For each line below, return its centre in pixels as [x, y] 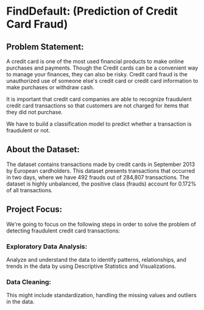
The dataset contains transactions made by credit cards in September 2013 [101, 164]
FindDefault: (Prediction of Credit [92, 11]
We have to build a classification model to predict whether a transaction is [99, 124]
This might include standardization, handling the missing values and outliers [101, 295]
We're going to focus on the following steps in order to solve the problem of [101, 224]
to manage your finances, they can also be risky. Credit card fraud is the [97, 74]
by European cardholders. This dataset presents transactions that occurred [100, 171]
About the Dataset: [43, 150]
